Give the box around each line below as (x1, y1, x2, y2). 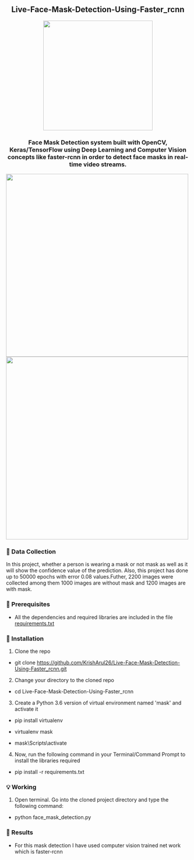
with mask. (6, 586, 32, 593)
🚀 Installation (6, 634, 44, 642)
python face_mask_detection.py (14, 814, 91, 821)
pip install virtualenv (14, 717, 63, 724)
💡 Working (6, 783, 37, 791)
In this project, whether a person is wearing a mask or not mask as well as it (6, 561, 188, 568)
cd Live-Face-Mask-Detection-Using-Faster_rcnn (14, 688, 134, 695)
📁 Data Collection (6, 548, 57, 556)
